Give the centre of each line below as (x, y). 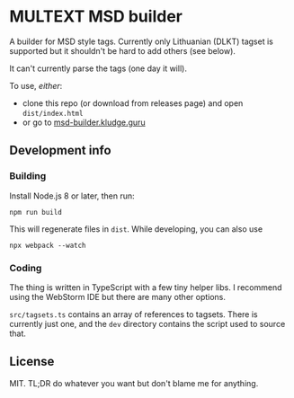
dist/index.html (53, 113)
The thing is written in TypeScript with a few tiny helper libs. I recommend (146, 287)
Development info (60, 150)
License (32, 362)
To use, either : (36, 85)
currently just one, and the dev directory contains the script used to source (147, 323)
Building (28, 176)
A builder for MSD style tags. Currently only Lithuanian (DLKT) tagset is (142, 41)
